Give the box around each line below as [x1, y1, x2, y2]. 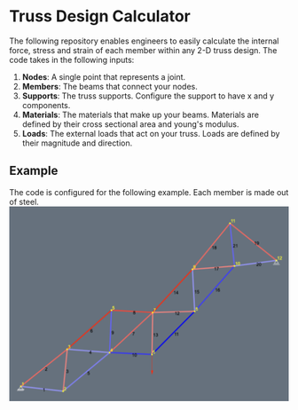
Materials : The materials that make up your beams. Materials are [21, 109, 260, 120]
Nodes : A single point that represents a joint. [21, 71, 186, 82]
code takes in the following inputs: [9, 54, 135, 65]
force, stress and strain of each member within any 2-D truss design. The [9, 44, 278, 55]
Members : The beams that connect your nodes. [21, 81, 198, 91]
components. [21, 99, 71, 110]
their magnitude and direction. [21, 138, 133, 148]
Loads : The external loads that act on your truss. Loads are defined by [21, 128, 280, 138]
